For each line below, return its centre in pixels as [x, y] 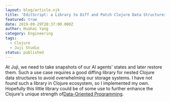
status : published [25, 52]
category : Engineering [29, 33]
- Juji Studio [25, 48]
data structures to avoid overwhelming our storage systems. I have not [79, 78]
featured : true [21, 19]
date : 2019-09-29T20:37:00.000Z [39, 24]
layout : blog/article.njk [32, 10]
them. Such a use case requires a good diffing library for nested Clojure [80, 72]
